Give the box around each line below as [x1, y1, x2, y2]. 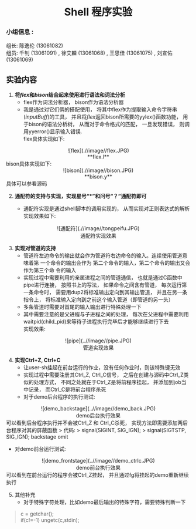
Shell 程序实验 [64, 5, 133, 19]
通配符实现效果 [80, 233, 116, 240]
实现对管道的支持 [14, 245, 56, 252]
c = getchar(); [20, 510, 54, 517]
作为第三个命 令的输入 [23, 267, 77, 274]
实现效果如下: [23, 213, 56, 220]
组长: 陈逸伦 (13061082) [6, 42, 63, 49]
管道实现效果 [82, 344, 114, 351]
